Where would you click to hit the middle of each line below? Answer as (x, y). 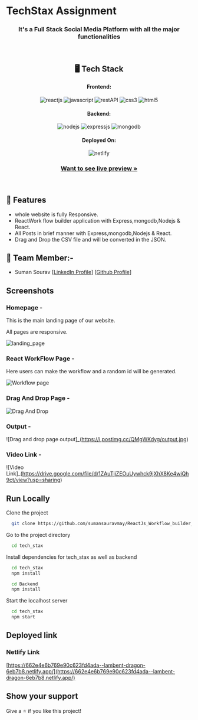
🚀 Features (26, 200)
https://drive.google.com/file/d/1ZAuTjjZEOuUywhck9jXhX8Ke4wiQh (105, 474)
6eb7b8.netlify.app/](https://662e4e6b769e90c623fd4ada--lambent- (91, 671)
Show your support (42, 696)
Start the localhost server (37, 601)
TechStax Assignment (61, 11)
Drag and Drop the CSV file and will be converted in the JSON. (90, 239)
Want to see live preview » (99, 168)
